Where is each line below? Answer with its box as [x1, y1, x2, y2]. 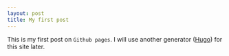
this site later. [7, 42, 45, 51]
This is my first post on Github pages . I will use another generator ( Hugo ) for [7, 35, 223, 43]
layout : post [7, 10, 45, 17]
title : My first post [7, 16, 69, 23]
